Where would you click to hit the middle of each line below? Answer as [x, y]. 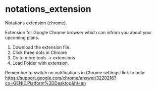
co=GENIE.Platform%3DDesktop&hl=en [46, 83]
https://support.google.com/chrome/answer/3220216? [61, 78]
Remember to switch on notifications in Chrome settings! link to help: [76, 72]
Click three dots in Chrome [40, 52]
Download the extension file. [41, 47]
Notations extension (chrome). [36, 23]
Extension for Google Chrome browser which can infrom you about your [78, 32]
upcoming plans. [22, 38]
